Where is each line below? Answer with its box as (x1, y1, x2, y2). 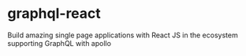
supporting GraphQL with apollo (7, 38, 112, 47)
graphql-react (7, 5, 102, 23)
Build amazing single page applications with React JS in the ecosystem (7, 30, 238, 40)
